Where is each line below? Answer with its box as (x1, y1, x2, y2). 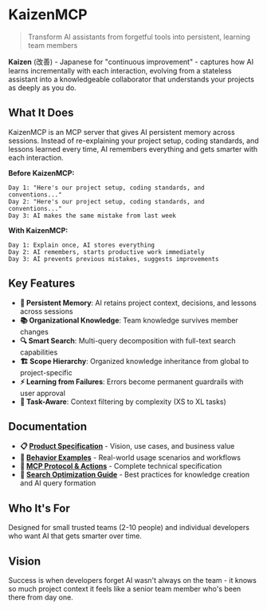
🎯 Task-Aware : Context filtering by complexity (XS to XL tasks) (19, 397, 227, 406)
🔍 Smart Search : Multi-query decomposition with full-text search (19, 335, 237, 345)
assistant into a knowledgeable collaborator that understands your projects (8, 74, 255, 84)
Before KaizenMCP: (8, 168, 75, 177)
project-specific (19, 367, 73, 377)
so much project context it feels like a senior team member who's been (8, 584, 241, 593)
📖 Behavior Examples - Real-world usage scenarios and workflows (19, 453, 241, 462)
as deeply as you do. (8, 82, 77, 93)
